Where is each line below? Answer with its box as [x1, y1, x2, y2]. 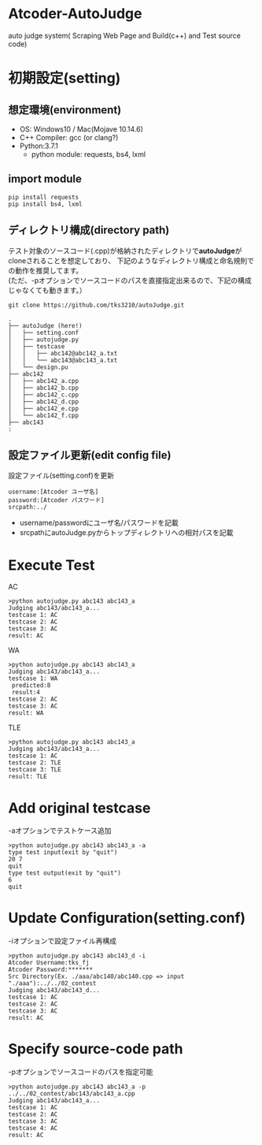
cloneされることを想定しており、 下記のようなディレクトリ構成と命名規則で [8, 255, 254, 265]
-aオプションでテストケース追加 [8, 826, 112, 835]
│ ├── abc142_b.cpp [8, 384, 79, 392]
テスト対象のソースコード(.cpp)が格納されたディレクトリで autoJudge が [8, 246, 242, 255]
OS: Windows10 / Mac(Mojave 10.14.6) [19, 124, 144, 134]
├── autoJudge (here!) [8, 322, 83, 329]
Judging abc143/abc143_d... [8, 987, 101, 994]
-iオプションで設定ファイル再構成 [8, 936, 116, 946]
